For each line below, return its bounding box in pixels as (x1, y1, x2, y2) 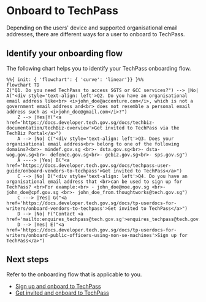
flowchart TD (6, 82, 40, 88)
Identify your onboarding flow (6, 48, 123, 59)
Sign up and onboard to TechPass (15, 282, 101, 290)
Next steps (6, 254, 49, 265)
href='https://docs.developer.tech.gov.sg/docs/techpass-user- (6, 162, 172, 169)
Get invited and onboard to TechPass (15, 289, 109, 296)
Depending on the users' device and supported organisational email (6, 24, 178, 31)
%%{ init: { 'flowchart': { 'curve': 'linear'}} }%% (6, 76, 144, 83)
